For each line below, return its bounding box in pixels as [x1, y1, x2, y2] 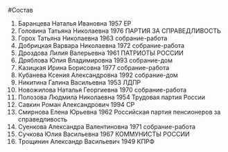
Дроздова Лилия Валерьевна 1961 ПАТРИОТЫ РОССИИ [17, 49, 184, 57]
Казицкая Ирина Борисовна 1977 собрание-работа [17, 64, 170, 71]
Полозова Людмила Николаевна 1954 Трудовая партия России [17, 93, 206, 101]
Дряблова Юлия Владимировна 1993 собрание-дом [17, 56, 173, 65]
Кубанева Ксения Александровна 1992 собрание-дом [17, 71, 179, 79]
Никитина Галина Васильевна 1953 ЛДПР [17, 78, 141, 86]
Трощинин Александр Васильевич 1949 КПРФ [17, 137, 155, 145]
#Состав [8, 6, 33, 14]
